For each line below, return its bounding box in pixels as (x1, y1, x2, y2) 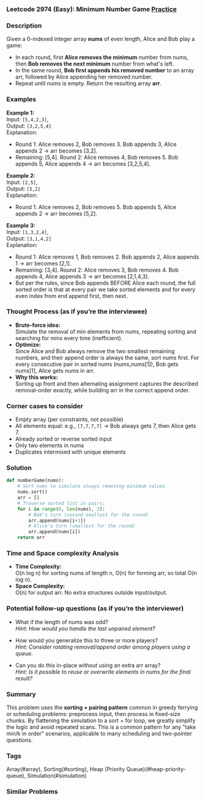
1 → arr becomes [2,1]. (15, 259, 72, 267)
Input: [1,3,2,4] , (6, 228, 49, 235)
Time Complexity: (15, 563, 62, 570)
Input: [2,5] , (6, 178, 38, 186)
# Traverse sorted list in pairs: (17, 500, 105, 506)
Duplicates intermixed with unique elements (15, 448, 126, 455)
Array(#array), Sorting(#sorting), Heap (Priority (6, 766, 125, 773)
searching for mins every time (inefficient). (15, 334, 123, 341)
